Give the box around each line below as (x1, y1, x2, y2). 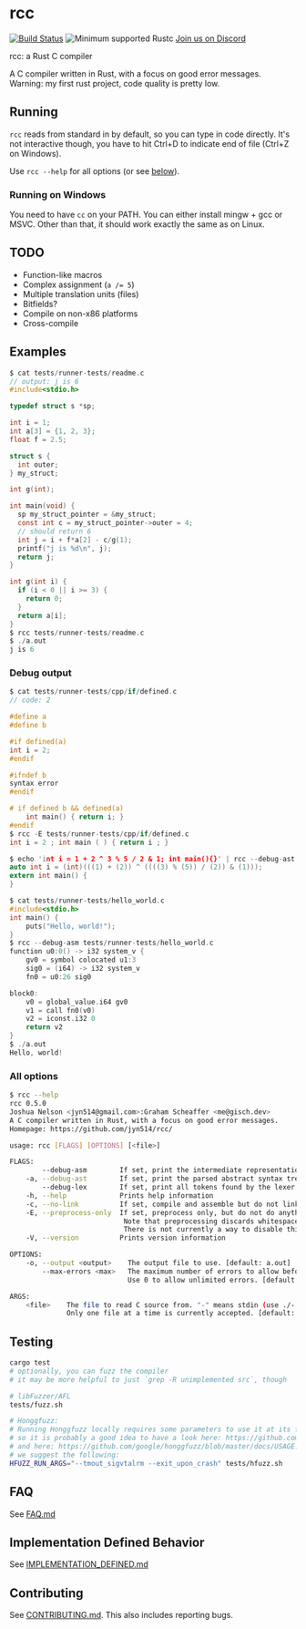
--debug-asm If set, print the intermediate (42, 1166, 243, 1175)
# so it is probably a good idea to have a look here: (9, 1434, 222, 1443)
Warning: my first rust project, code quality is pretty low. (9, 77, 220, 88)
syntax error (9, 778, 59, 789)
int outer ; (17, 459, 59, 469)
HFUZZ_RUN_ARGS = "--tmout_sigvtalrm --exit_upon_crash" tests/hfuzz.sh (9, 1459, 283, 1468)
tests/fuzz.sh (9, 1400, 64, 1409)
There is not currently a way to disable (123, 1225, 283, 1234)
